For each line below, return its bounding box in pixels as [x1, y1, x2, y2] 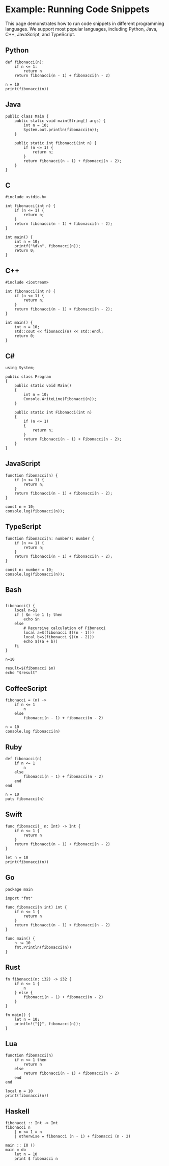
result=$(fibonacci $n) [5, 666, 56, 671]
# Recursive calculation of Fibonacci [23, 626, 106, 631]
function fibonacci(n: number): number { [5, 536, 95, 541]
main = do [5, 1147, 26, 1153]
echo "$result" [5, 670, 38, 676]
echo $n [23, 617, 40, 622]
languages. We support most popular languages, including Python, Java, [5, 25, 158, 32]
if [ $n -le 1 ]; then [14, 612, 63, 617]
